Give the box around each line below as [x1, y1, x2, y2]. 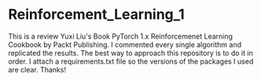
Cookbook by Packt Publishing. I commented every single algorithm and [8, 39, 242, 49]
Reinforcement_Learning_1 [8, 6, 185, 24]
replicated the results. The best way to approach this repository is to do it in [8, 48, 253, 57]
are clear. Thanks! [8, 64, 67, 74]
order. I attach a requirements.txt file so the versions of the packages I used [8, 57, 254, 66]
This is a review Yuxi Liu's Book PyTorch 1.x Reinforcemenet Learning [8, 31, 233, 41]
